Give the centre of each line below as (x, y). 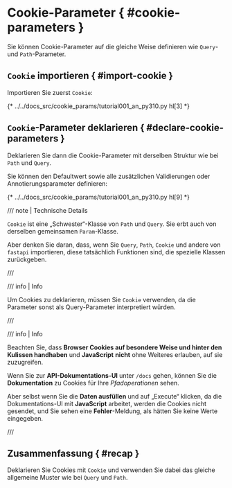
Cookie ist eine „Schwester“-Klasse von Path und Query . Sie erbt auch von (112, 224)
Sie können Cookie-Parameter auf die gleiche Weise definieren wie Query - (113, 46)
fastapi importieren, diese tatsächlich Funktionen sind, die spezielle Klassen (116, 252)
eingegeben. (25, 418)
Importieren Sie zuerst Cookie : (50, 92)
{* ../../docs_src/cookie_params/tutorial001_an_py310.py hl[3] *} (99, 106)
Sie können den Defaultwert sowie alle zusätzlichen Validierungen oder (109, 176)
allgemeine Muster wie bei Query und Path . (68, 478)
